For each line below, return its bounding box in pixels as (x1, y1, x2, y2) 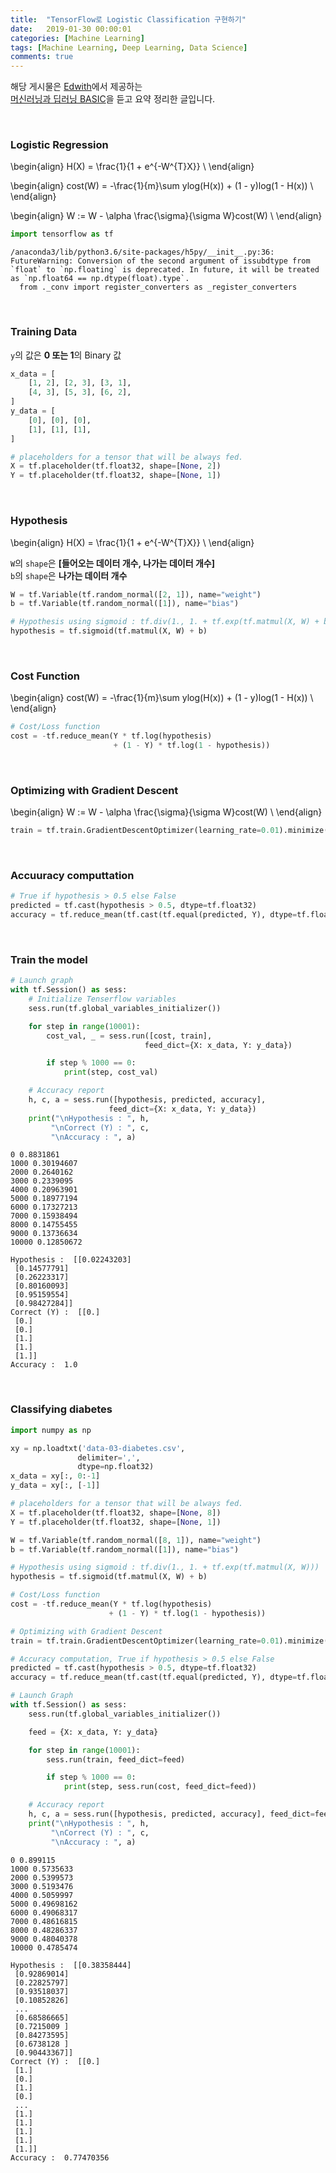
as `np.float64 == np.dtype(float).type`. (10, 274, 190, 284)
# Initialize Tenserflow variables (28, 994, 177, 1005)
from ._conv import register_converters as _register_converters (19, 282, 298, 293)
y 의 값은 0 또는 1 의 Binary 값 (10, 349, 122, 361)
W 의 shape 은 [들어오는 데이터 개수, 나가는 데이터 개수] (10, 557, 215, 569)
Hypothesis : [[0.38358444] (10, 1960, 132, 1970)
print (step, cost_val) (63, 1067, 159, 1078)
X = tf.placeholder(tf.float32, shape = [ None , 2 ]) (10, 461, 222, 471)
